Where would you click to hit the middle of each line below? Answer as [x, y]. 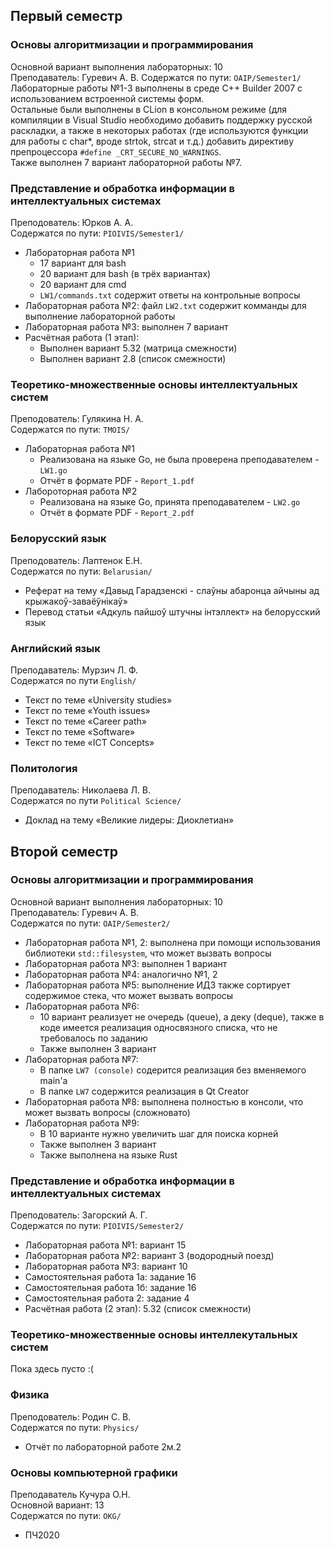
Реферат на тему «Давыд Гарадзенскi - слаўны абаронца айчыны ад [172, 590]
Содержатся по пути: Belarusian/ [81, 571]
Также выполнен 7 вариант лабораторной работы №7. [126, 162]
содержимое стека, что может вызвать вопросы [129, 995]
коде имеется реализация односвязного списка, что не [158, 1027]
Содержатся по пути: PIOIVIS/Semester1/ [97, 233]
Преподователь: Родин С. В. [71, 1416]
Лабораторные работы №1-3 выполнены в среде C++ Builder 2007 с [156, 88]
